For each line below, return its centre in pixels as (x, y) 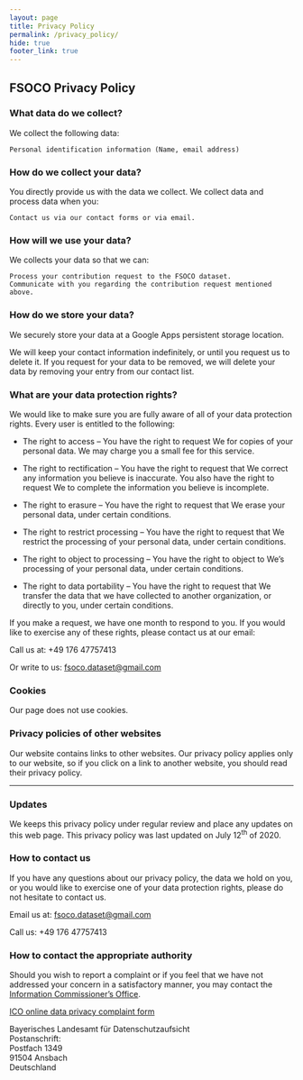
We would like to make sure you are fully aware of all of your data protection (151, 414)
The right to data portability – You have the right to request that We (147, 586)
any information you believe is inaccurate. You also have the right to (148, 478)
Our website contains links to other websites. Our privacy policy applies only (151, 753)
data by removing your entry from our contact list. (102, 371)
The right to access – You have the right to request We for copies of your (157, 441)
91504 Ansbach (38, 1058)
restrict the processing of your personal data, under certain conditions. (154, 541)
